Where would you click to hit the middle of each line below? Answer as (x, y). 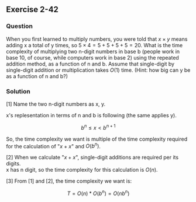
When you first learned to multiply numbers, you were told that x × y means (97, 39)
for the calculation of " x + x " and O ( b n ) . (54, 145)
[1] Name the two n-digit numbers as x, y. (56, 104)
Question (20, 26)
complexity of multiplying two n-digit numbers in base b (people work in (93, 51)
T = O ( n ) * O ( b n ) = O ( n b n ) (98, 193)
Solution (18, 91)
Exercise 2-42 (32, 10)
